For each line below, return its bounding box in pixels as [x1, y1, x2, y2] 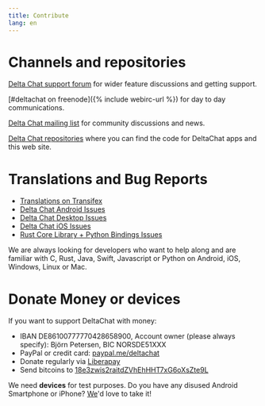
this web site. [8, 142, 52, 151]
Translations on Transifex [19, 196, 103, 206]
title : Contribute [8, 11, 69, 20]
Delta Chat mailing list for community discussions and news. [8, 118, 205, 128]
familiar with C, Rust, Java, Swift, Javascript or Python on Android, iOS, [8, 254, 241, 263]
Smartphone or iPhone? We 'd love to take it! [8, 389, 152, 399]
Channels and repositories [8, 53, 186, 71]
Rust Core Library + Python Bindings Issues [19, 230, 163, 239]
